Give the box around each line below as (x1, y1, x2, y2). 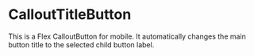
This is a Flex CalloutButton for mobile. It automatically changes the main (8, 32, 246, 41)
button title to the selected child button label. (8, 39, 155, 49)
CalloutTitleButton (8, 6, 132, 24)
